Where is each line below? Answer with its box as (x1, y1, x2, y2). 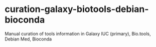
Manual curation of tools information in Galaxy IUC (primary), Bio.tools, (5, 30, 151, 36)
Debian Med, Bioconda (5, 36, 52, 42)
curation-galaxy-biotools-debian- (5, 3, 149, 15)
